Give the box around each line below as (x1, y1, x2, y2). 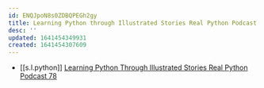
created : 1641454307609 (8, 41, 87, 49)
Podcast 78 (19, 71, 57, 81)
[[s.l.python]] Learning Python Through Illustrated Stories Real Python (19, 63, 248, 72)
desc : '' (8, 26, 37, 34)
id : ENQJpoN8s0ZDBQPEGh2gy (8, 11, 98, 20)
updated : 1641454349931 (8, 33, 87, 42)
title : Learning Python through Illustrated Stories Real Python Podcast (8, 19, 258, 27)
